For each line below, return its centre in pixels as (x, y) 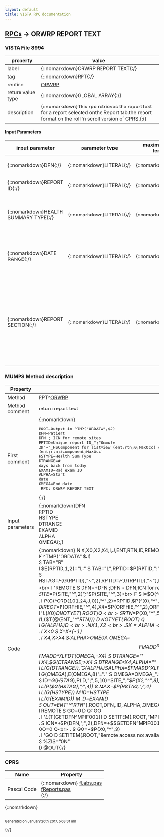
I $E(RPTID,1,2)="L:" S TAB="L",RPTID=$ (86, 568)
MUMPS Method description (40, 377)
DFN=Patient (52, 433)
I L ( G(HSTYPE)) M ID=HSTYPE (74, 692)
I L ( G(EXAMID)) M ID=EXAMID (73, 698)
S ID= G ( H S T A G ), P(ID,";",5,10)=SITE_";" (84, 680)
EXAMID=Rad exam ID (60, 470)
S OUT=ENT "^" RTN (61, 705)
